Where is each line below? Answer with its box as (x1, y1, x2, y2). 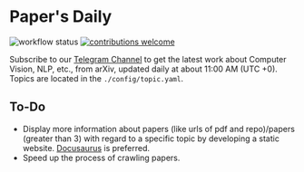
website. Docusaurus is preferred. (22, 142, 150, 153)
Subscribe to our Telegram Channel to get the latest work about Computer (9, 53, 288, 64)
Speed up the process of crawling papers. (22, 152, 181, 163)
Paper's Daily (9, 6, 113, 27)
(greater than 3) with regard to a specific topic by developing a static (22, 133, 279, 144)
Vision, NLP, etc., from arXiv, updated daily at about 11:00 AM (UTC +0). (9, 63, 279, 74)
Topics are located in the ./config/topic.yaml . (9, 72, 184, 83)
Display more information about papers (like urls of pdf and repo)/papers (22, 123, 295, 134)
